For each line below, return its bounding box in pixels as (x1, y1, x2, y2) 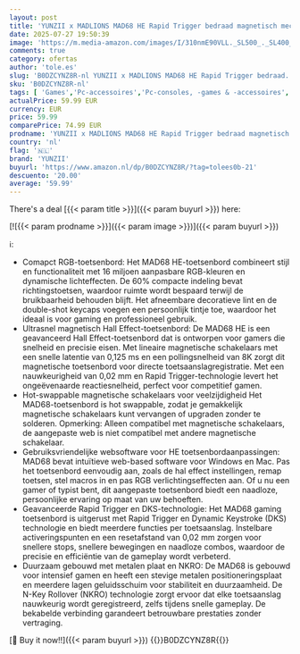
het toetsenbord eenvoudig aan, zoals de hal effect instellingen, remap (21, 465, 282, 476)
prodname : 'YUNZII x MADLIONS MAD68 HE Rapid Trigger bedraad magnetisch (9, 130, 290, 138)
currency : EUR (9, 105, 62, 113)
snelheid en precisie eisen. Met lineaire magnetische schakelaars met (21, 342, 279, 353)
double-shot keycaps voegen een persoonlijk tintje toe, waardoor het (21, 305, 277, 315)
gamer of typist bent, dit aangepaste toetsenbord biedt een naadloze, (21, 484, 279, 496)
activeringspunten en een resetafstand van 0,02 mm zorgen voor (21, 532, 262, 543)
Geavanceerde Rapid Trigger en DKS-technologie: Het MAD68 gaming (21, 504, 282, 515)
